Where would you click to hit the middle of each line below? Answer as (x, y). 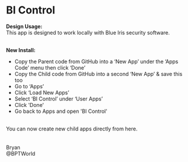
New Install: (21, 50)
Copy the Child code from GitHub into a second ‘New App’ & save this (98, 74)
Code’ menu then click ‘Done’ (50, 67)
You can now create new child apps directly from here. (72, 129)
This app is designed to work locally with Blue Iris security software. (88, 32)
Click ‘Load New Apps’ (42, 92)
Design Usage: (24, 26)
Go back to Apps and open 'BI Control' (61, 111)
